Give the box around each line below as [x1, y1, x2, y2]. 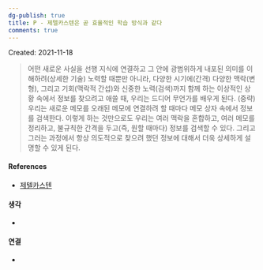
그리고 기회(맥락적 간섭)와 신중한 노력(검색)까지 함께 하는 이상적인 [40, 84, 243, 93]
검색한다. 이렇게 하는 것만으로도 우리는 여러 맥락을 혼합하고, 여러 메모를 [36, 114, 255, 123]
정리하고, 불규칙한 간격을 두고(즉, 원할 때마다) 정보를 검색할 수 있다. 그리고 [27, 123, 256, 133]
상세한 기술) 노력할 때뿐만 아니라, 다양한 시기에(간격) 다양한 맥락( [49, 74, 250, 84]
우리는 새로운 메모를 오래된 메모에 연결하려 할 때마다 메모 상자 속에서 [27, 103, 239, 113]
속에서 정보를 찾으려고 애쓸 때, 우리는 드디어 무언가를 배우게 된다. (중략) [36, 94, 256, 103]
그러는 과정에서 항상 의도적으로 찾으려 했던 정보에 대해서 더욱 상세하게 [27, 133, 243, 143]
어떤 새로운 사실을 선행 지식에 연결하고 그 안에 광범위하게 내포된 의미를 [27, 64, 245, 73]
